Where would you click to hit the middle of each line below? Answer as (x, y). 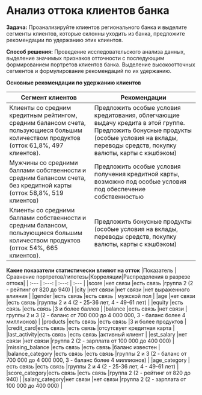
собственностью (119, 197)
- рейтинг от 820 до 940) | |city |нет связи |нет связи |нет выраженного (98, 289)
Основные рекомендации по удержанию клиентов (74, 83)
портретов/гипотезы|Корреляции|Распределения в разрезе (113, 276)
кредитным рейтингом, (43, 115)
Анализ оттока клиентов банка (88, 11)
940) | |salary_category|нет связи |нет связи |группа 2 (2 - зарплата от (96, 379)
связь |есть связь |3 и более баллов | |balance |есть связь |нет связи (95, 309)
